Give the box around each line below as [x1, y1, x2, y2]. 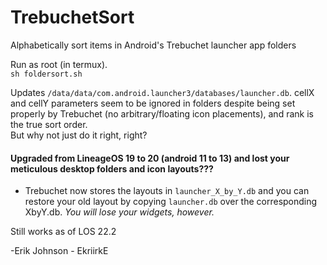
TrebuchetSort [10, 6, 135, 29]
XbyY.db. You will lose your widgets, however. [24, 206, 215, 218]
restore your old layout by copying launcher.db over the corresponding [24, 196, 318, 208]
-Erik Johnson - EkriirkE [10, 245, 109, 257]
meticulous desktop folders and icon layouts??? [10, 162, 214, 175]
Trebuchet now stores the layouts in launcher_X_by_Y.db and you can [24, 185, 310, 197]
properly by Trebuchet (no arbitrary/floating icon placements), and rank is [10, 107, 314, 120]
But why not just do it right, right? [10, 129, 148, 141]
